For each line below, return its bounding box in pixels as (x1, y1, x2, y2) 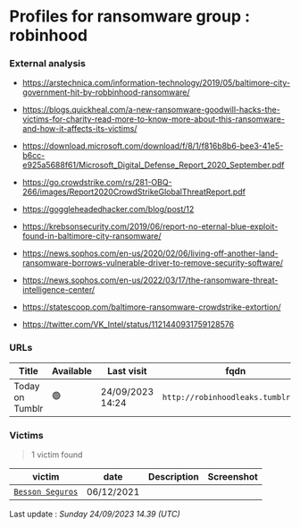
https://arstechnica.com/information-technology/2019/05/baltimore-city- (21, 78, 291, 89)
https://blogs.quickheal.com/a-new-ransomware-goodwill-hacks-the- (21, 105, 281, 115)
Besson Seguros (13, 487, 79, 498)
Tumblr (13, 402, 44, 414)
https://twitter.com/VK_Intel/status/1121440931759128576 (21, 319, 235, 330)
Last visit (106, 364, 147, 377)
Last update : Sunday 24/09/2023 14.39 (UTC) (9, 508, 180, 520)
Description (148, 471, 199, 483)
